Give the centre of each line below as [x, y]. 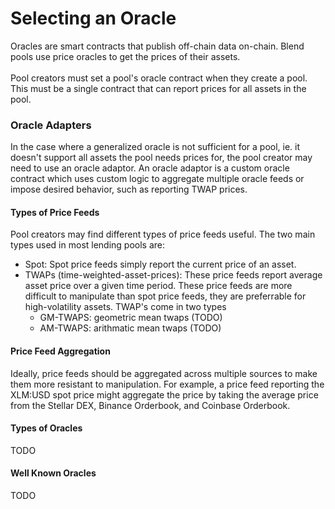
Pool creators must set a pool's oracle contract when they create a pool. [159, 78]
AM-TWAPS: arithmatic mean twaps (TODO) [130, 328]
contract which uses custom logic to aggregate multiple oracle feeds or [157, 179]
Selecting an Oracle [93, 18]
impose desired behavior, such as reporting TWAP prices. [129, 189]
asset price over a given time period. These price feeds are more [158, 286]
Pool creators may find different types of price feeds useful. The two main [163, 234]
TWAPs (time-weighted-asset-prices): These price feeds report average [173, 275]
